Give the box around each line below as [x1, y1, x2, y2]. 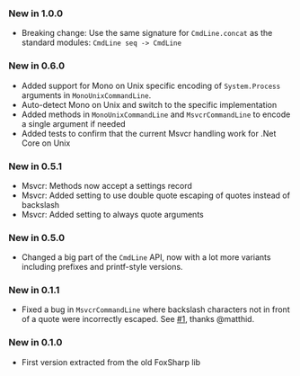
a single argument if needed [21, 118, 127, 129]
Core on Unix [21, 138, 71, 148]
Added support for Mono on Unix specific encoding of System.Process [21, 80, 281, 91]
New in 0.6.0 [8, 59, 65, 72]
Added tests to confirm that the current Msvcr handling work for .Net [21, 128, 277, 139]
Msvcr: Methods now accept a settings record [21, 180, 192, 191]
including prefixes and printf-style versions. [21, 262, 183, 273]
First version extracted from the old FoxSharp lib [21, 356, 201, 367]
